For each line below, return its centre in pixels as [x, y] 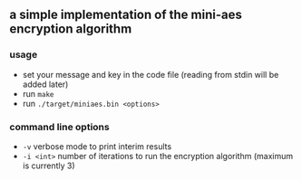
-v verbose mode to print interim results [97, 146]
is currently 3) [49, 166]
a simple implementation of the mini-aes [126, 15]
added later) [45, 84]
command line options [60, 127]
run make [38, 93]
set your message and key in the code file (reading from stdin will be [151, 74]
